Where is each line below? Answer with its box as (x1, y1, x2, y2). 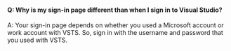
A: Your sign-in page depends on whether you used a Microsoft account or (7, 21, 225, 29)
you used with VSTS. (7, 36, 68, 45)
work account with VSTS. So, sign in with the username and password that (7, 29, 223, 37)
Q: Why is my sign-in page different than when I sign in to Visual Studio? (7, 6, 223, 14)
